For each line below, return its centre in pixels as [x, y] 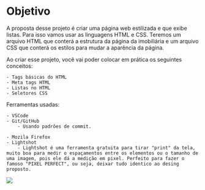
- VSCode [17, 115]
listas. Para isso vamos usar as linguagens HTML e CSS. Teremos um [94, 34]
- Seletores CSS [27, 93]
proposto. [19, 169]
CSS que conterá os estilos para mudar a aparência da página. [85, 48]
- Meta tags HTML [28, 82]
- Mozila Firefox [28, 137]
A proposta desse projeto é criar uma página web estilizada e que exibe [97, 28]
